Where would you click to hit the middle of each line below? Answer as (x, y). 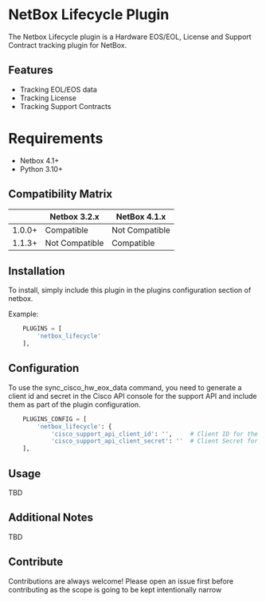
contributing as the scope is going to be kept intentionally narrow (115, 589)
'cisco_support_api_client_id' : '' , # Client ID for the (155, 434)
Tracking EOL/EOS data (59, 89)
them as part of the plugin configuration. (74, 405)
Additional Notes (51, 518)
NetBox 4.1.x (141, 217)
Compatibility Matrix (61, 194)
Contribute (36, 562)
